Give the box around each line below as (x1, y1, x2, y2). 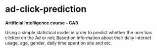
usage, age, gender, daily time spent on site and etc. (5, 40, 112, 46)
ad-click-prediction (5, 3, 87, 15)
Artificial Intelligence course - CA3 (5, 20, 78, 26)
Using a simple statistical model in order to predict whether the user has (5, 29, 152, 35)
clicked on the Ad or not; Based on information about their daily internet (5, 35, 152, 41)
